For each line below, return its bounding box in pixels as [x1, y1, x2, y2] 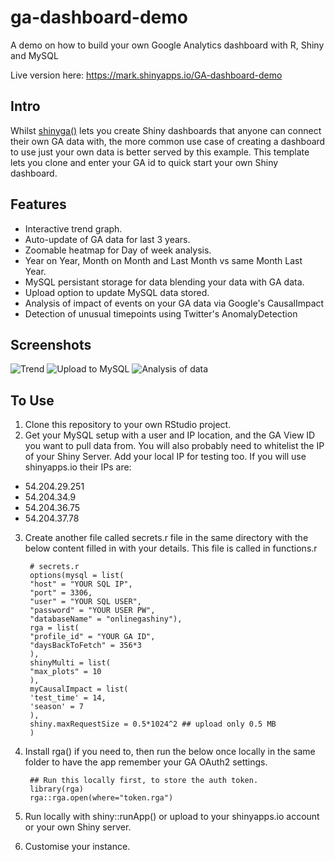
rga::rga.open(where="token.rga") [29, 793, 174, 803]
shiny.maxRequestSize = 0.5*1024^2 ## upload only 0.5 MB [29, 719, 277, 730]
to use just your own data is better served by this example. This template [10, 146, 310, 158]
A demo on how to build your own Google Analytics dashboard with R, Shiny [10, 39, 325, 51]
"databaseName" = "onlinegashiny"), [29, 614, 183, 625]
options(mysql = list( [29, 571, 125, 581]
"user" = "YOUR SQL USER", [29, 597, 142, 607]
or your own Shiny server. [24, 821, 132, 833]
